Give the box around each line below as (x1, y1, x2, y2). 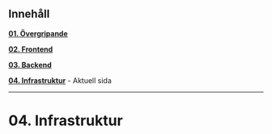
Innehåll (8, 7, 50, 21)
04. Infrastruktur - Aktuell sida (8, 75, 112, 85)
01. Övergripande (8, 28, 69, 38)
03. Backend (8, 60, 53, 69)
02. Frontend (8, 44, 53, 54)
